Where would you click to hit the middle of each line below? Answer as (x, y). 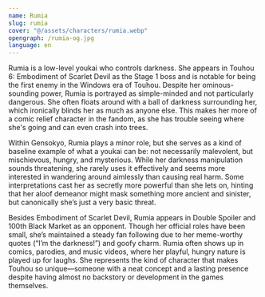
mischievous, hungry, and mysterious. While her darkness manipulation (126, 160)
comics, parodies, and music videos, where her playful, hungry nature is (127, 251)
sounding (24, 93)
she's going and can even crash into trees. (78, 128)
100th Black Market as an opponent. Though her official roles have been (127, 226)
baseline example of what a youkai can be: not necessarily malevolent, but (131, 152)
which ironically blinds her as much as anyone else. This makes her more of (133, 111)
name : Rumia (28, 16)
